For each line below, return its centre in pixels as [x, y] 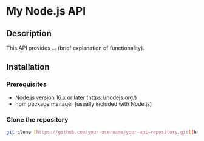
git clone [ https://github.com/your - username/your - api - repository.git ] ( [100, 132]
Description [29, 34]
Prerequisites [26, 84]
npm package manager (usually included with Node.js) [83, 103]
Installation [28, 67]
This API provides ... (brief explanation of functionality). [75, 48]
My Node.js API [46, 11]
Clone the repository [37, 119]
